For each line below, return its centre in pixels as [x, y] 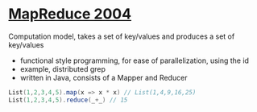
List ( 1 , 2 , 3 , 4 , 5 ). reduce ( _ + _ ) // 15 [68, 100]
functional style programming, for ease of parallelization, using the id [135, 60]
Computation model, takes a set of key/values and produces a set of [122, 36]
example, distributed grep [63, 68]
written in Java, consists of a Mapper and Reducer [104, 77]
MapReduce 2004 [70, 14]
